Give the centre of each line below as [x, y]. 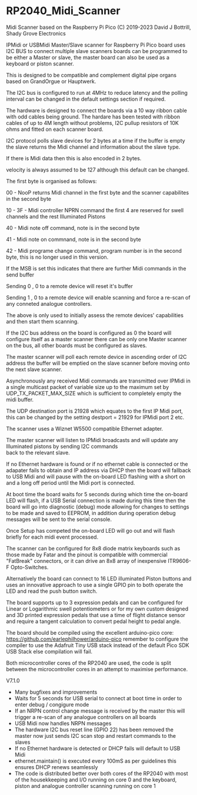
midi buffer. [20, 400]
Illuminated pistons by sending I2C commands [62, 446]
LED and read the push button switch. [52, 591]
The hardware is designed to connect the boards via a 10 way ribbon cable [96, 110]
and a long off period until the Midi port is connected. [71, 483]
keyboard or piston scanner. [40, 64]
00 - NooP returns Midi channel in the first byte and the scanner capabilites [98, 192]
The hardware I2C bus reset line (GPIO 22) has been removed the [94, 730]
